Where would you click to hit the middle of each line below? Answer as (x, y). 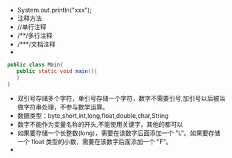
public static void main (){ (57, 71)
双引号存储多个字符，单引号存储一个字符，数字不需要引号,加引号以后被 (118, 98)
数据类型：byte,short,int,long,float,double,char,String (93, 115)
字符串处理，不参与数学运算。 (66, 107)
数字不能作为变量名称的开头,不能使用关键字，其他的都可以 (100, 124)
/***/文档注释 (36, 44)
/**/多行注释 (35, 35)
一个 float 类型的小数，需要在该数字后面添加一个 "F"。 (95, 141)
